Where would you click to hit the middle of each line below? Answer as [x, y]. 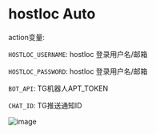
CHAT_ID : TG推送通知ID [45, 105]
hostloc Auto [52, 14]
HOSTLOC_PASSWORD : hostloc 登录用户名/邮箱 [78, 71]
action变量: [27, 37]
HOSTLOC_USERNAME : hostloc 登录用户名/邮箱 [78, 54]
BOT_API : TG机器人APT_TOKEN [58, 88]
